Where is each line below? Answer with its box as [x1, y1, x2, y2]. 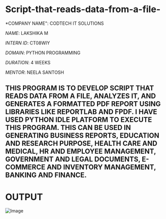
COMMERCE [5, 163, 46, 171]
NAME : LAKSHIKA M [5, 30, 48, 36]
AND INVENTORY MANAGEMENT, [46, 163, 156, 171]
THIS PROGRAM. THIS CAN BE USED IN [5, 123, 131, 132]
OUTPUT [5, 191, 43, 203]
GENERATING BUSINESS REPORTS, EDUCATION [5, 132, 159, 140]
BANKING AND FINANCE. [5, 171, 87, 180]
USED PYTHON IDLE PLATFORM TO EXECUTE [5, 115, 152, 124]
